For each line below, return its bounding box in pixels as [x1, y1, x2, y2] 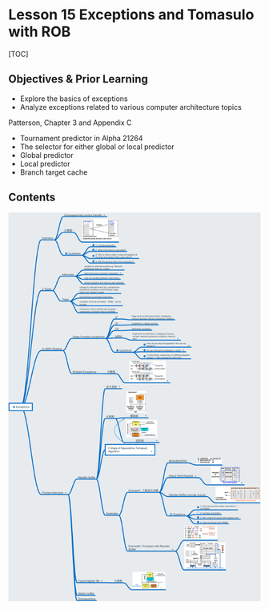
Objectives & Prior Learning [8, 72, 148, 86]
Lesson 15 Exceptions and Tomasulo [8, 6, 255, 24]
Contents [8, 191, 56, 204]
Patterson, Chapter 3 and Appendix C [8, 118, 132, 127]
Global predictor [19, 150, 74, 160]
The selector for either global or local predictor [19, 142, 175, 151]
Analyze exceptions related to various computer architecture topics [19, 102, 242, 111]
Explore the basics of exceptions [19, 94, 128, 103]
